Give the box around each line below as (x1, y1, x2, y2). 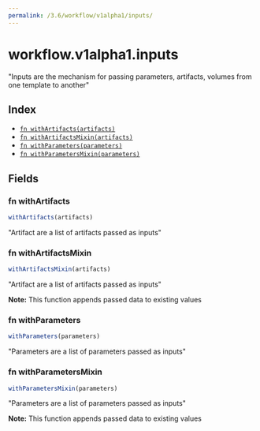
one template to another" (8, 80, 90, 89)
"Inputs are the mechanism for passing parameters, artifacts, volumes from (8, 72, 252, 81)
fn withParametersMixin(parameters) (19, 151, 140, 159)
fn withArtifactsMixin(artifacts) (19, 133, 133, 142)
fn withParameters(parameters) (19, 142, 123, 150)
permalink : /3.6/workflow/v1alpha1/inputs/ (8, 11, 154, 20)
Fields (8, 171, 39, 186)
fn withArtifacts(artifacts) (19, 126, 116, 133)
